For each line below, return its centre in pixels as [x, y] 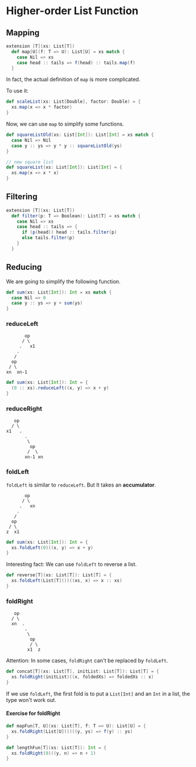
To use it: [17, 91]
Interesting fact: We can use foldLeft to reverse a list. [72, 564]
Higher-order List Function [72, 11]
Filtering [22, 197]
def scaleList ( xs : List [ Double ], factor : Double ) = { [74, 102]
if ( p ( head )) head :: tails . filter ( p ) [69, 232]
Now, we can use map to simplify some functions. [65, 124]
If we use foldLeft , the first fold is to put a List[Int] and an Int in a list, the [98, 693]
